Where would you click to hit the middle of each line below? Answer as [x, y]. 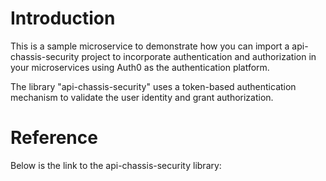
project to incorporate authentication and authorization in [199, 56]
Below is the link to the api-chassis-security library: [116, 165]
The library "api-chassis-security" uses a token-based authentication [153, 86]
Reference [54, 138]
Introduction [63, 18]
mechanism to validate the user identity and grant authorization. [142, 97]
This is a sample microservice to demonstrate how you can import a [150, 46]
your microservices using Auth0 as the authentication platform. [140, 67]
